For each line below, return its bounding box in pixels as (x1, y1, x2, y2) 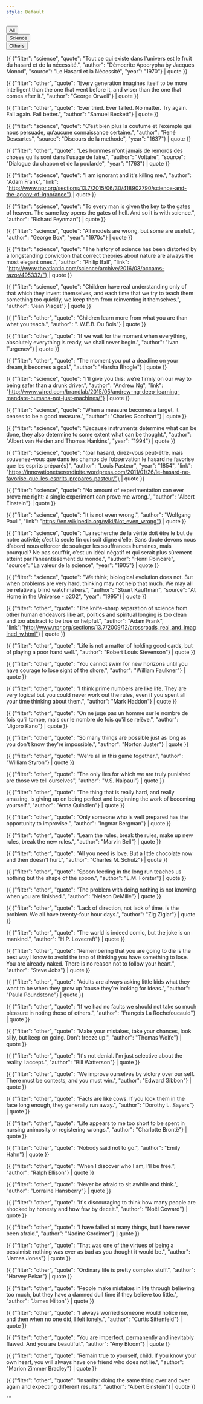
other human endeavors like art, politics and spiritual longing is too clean (6, 611, 187, 618)
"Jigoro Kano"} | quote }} (6, 722, 68, 730)
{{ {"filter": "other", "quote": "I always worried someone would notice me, (6, 1309, 188, 1316)
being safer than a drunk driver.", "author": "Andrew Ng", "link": (6, 381, 164, 389)
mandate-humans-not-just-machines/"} (6, 394, 106, 401)
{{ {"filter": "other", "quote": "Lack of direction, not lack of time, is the (6, 904, 179, 912)
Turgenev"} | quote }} (6, 345, 60, 352)
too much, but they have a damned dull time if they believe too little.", (6, 1291, 178, 1298)
